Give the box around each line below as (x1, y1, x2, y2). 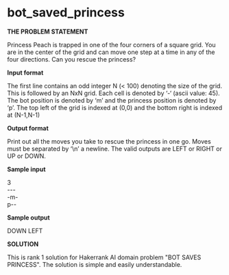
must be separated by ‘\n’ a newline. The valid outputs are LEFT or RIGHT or (7, 144, 223, 153)
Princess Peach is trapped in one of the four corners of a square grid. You (7, 40, 216, 49)
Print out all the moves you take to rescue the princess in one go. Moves (7, 137, 211, 145)
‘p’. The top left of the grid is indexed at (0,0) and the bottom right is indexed (7, 103, 223, 112)
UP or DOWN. (7, 152, 47, 160)
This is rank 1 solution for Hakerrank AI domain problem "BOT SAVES (7, 253, 202, 261)
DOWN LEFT (7, 226, 43, 235)
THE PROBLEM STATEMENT (7, 27, 88, 36)
